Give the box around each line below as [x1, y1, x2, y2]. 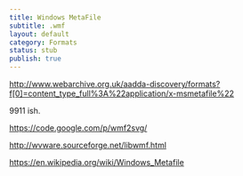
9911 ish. [9, 106, 41, 116]
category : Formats [9, 37, 77, 47]
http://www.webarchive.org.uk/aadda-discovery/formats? [9, 79, 221, 89]
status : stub [9, 46, 58, 55]
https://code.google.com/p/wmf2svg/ [9, 123, 148, 133]
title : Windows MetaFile [9, 12, 101, 22]
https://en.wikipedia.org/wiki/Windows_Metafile [9, 157, 184, 167]
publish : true [9, 54, 62, 63]
